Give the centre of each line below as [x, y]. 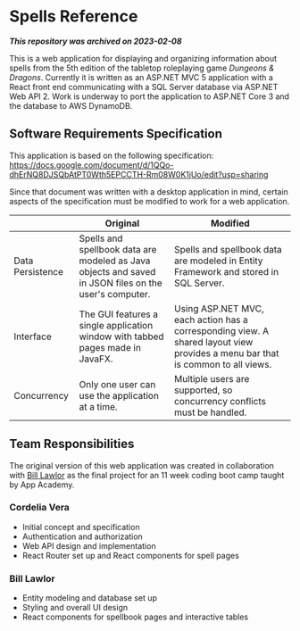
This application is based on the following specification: [112, 155]
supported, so [203, 390]
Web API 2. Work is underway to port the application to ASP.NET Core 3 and [150, 96]
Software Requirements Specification [116, 134]
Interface [33, 336]
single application [116, 325]
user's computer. [115, 294]
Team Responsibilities [72, 444]
